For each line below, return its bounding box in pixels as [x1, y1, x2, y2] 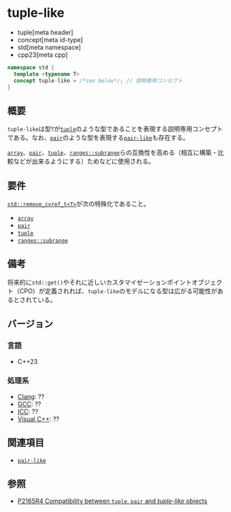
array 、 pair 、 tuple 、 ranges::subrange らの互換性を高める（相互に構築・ [7, 149, 218, 157]
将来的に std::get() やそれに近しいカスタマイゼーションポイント [7, 278, 192, 286]
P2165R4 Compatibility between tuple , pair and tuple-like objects [17, 497, 208, 506]
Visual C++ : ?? [17, 415, 59, 423]
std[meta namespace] [17, 43, 81, 51]
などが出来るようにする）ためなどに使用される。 [13, 157, 155, 166]
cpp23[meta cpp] [17, 50, 69, 59]
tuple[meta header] [17, 28, 73, 36]
